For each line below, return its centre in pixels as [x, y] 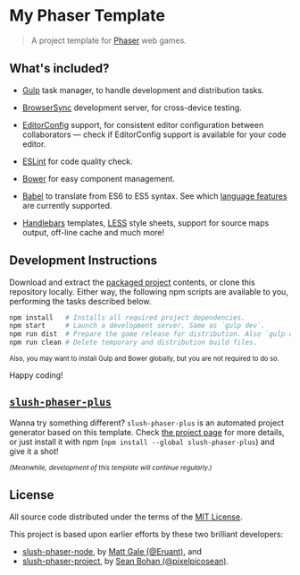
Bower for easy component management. [99, 178]
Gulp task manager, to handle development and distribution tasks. [143, 90]
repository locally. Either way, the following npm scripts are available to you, [149, 291]
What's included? [59, 69]
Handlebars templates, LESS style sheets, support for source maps [146, 223]
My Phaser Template [87, 16]
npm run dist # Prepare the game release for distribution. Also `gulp [147, 334]
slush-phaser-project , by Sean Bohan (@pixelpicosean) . [125, 561]
